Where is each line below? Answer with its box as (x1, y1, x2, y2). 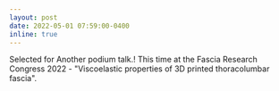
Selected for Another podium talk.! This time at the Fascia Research (9, 54, 258, 65)
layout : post (9, 12, 58, 22)
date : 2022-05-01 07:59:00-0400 (9, 21, 130, 30)
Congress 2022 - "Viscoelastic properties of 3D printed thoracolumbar (9, 63, 270, 74)
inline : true (9, 29, 58, 38)
